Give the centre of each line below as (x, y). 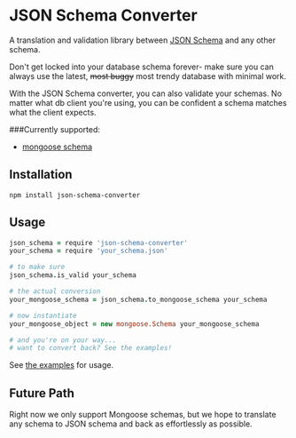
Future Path (42, 393)
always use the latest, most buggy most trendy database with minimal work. (148, 76)
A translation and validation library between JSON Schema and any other (143, 40)
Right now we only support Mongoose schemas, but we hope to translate (143, 415)
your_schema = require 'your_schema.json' (89, 251)
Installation (41, 175)
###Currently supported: (55, 129)
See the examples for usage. (61, 365)
